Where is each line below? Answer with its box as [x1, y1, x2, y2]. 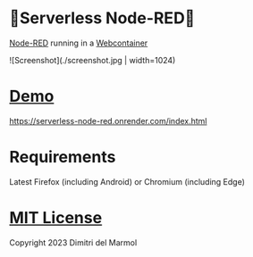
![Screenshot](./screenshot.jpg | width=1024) [9, 54, 176, 65]
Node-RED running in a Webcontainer [9, 37, 148, 48]
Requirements [9, 147, 116, 168]
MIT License [9, 208, 103, 228]
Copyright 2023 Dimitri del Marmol [9, 236, 138, 248]
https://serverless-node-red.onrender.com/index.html [9, 115, 207, 126]
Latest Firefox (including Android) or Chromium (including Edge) [9, 176, 246, 187]
